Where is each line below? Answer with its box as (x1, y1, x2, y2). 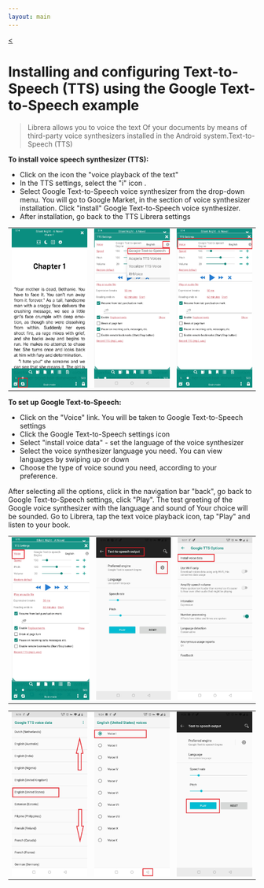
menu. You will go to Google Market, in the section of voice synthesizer (19, 195, 251, 204)
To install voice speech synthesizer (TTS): (8, 154, 149, 164)
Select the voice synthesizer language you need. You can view (19, 446, 222, 456)
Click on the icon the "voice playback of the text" (19, 169, 179, 179)
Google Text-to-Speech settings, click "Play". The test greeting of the (8, 495, 233, 504)
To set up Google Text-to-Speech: (8, 398, 122, 407)
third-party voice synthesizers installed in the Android (27, 131, 202, 140)
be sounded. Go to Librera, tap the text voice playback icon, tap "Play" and (8, 512, 251, 522)
